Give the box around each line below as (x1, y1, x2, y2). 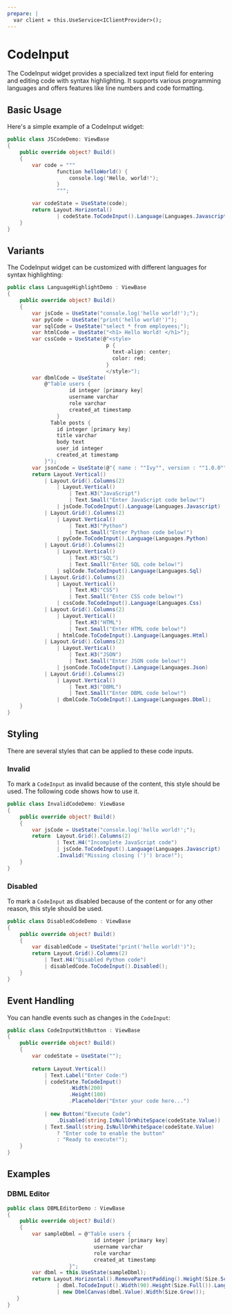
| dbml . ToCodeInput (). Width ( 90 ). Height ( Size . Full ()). (56, 1282, 215, 1289)
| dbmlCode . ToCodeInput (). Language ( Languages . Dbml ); (56, 696, 212, 703)
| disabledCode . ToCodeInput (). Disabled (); (43, 963, 168, 970)
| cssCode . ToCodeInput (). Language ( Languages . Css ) (56, 600, 202, 607)
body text (56, 439, 85, 445)
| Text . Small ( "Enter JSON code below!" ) (68, 657, 187, 665)
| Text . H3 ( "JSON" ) (68, 651, 122, 658)
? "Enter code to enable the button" (56, 1130, 166, 1137)
